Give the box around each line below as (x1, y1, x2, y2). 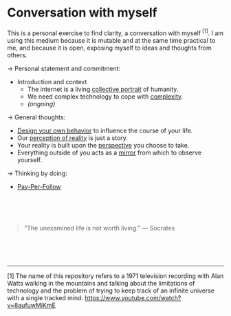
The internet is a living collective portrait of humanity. (27, 85, 179, 93)
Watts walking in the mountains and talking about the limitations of (7, 279, 195, 287)
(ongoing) (27, 99, 56, 108)
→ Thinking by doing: (7, 169, 67, 177)
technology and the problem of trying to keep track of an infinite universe (7, 286, 215, 295)
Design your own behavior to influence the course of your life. (16, 126, 193, 135)
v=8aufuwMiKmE (7, 301, 56, 309)
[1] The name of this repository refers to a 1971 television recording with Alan (7, 271, 224, 280)
